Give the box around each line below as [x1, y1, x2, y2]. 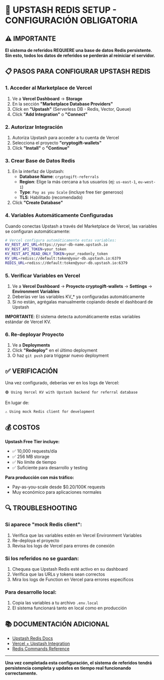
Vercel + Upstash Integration [12, 641, 70, 647]
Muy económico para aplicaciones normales [12, 489, 102, 495]
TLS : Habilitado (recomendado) [19, 195, 83, 201]
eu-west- [138, 180, 156, 185]
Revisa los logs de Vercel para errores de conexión [12, 543, 115, 549]
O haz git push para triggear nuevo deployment [12, 353, 109, 358]
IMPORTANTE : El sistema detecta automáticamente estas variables [5, 314, 141, 320]
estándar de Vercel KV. [5, 319, 51, 325]
